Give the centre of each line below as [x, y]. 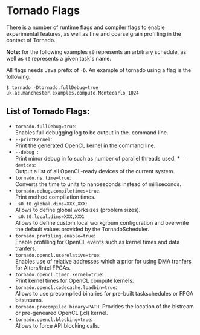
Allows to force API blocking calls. [57, 325]
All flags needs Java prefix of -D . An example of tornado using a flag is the [99, 70]
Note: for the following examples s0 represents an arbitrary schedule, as [96, 51]
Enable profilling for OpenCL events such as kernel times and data [97, 242]
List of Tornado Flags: [48, 112]
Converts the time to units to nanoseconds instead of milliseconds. [98, 184]
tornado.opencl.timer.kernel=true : [59, 274]
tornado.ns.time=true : [43, 177]
